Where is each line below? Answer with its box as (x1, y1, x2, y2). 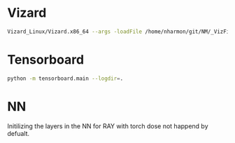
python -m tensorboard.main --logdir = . (7, 75, 124, 82)
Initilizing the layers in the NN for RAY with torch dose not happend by (7, 121, 208, 130)
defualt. (7, 129, 30, 137)
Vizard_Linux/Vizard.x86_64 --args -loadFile (7, 28, 142, 35)
